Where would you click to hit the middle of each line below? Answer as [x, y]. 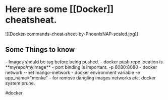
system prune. [20, 83]
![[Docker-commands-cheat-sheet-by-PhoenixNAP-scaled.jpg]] [72, 34]
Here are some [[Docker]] [60, 9]
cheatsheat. [31, 20]
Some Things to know [40, 49]
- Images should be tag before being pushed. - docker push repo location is [84, 62]
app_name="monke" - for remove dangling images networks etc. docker [81, 78]
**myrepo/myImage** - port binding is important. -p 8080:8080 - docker [81, 67]
